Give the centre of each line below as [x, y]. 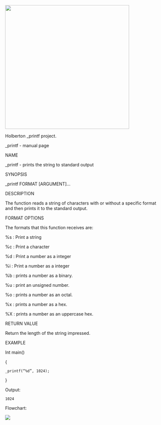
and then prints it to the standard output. [46, 208]
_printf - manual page [27, 145]
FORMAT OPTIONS [25, 218]
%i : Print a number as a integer [37, 266]
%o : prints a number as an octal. [39, 295]
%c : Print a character [27, 247]
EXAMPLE [15, 343]
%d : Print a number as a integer [38, 256]
